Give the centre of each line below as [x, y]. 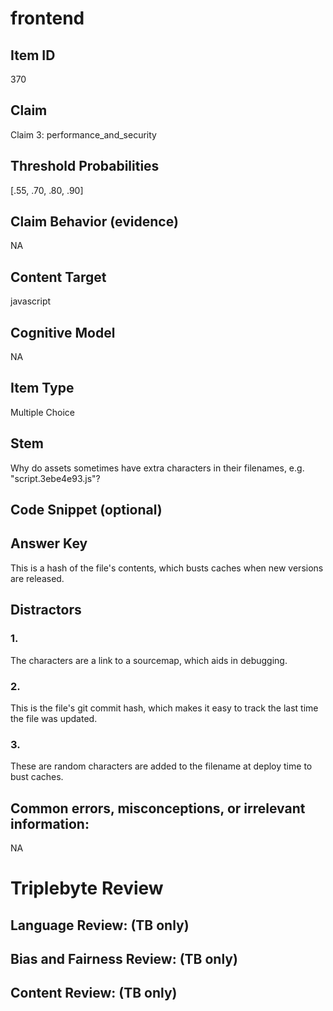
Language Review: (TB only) [100, 925]
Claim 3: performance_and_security [83, 134]
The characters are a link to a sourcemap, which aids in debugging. [149, 660]
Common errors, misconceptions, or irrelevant [158, 808]
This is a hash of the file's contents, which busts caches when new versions [167, 568]
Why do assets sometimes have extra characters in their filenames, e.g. [157, 468]
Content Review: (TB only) [94, 993]
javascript [31, 301]
